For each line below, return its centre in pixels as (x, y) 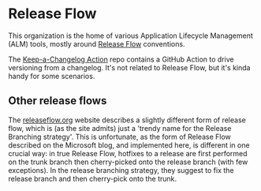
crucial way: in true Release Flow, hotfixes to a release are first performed (128, 153)
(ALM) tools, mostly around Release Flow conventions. (97, 43)
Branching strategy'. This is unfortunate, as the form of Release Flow (119, 137)
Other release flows (58, 101)
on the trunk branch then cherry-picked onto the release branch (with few (128, 162)
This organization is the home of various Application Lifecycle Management (131, 36)
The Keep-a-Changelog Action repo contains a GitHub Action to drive (121, 59)
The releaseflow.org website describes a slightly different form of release (127, 120)
